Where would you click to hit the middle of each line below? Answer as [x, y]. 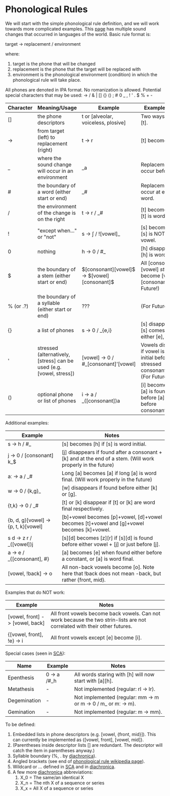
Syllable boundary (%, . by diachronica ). [54, 756]
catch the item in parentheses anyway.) [54, 750]
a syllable [49, 303]
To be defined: [20, 724]
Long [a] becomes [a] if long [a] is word [109, 473]
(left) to [46, 137]
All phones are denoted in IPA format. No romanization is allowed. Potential [83, 89]
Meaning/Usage [57, 108]
